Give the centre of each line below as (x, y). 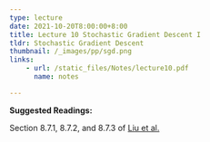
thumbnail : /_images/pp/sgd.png (70, 52)
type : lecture (36, 18)
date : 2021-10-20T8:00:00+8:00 (69, 26)
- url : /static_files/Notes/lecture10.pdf (107, 69)
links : (22, 60)
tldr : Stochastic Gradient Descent (77, 43)
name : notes (56, 77)
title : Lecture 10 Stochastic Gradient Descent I (105, 34)
